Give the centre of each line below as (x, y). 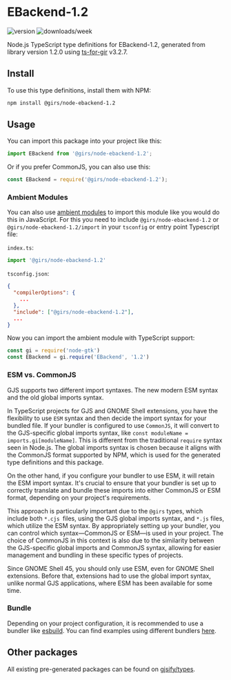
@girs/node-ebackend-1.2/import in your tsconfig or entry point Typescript (113, 227)
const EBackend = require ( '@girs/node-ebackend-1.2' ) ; (88, 180)
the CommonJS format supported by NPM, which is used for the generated (114, 455)
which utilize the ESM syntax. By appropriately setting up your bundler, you (114, 525)
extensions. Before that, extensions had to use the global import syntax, (109, 576)
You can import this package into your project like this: (84, 141)
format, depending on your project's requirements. (79, 498)
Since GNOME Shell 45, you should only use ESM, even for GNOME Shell (111, 568)
